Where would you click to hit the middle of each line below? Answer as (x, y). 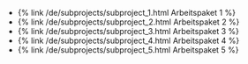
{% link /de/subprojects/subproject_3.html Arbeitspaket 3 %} (128, 31)
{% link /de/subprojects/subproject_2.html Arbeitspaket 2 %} (128, 22)
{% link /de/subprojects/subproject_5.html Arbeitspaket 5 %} (128, 50)
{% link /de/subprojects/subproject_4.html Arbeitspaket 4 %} (128, 40)
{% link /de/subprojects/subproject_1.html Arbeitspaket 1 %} (127, 13)
